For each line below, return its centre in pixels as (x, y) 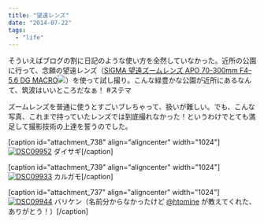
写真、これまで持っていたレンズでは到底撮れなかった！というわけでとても (128, 117)
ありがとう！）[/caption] (48, 211)
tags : (17, 30)
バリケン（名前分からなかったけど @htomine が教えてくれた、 (155, 202)
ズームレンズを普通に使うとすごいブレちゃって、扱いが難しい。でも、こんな (132, 107)
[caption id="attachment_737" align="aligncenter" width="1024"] (114, 193)
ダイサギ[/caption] (84, 152)
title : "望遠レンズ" (39, 15)
